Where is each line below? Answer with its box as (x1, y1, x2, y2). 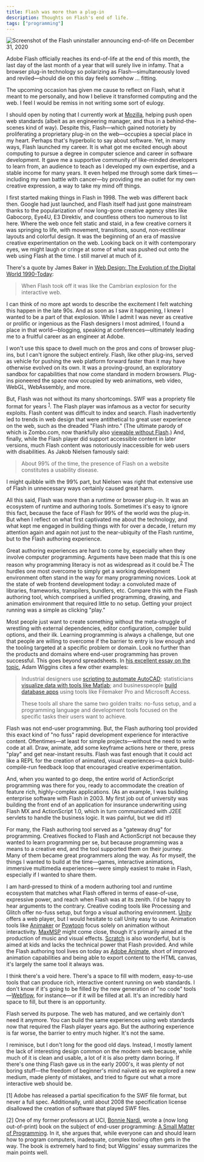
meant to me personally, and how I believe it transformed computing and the (6, 93, 197, 100)
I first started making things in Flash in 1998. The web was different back (6, 194, 188, 201)
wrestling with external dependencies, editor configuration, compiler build (6, 625, 191, 632)
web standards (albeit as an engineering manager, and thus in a (6, 117, 166, 125)
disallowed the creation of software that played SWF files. (6, 1104, 151, 1111)
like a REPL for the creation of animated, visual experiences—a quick (6, 757, 178, 764)
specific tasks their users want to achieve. (21, 713, 127, 720)
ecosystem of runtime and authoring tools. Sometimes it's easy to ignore (6, 503, 188, 510)
